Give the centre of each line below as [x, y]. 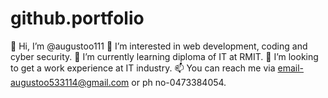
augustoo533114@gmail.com [70, 82]
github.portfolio [77, 18]
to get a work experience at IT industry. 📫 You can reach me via [143, 68]
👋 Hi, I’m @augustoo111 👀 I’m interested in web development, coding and [159, 46]
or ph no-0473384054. [179, 82]
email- [291, 68]
